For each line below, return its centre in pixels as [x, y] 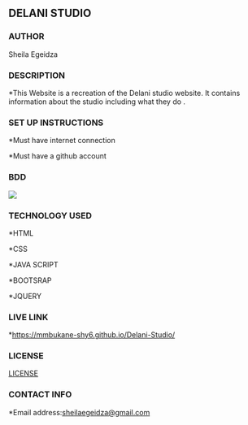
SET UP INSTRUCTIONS [56, 123]
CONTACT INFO [40, 395]
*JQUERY [25, 296]
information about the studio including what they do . [97, 102]
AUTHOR [26, 37]
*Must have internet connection [62, 141]
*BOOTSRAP [30, 280]
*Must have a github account [58, 156]
